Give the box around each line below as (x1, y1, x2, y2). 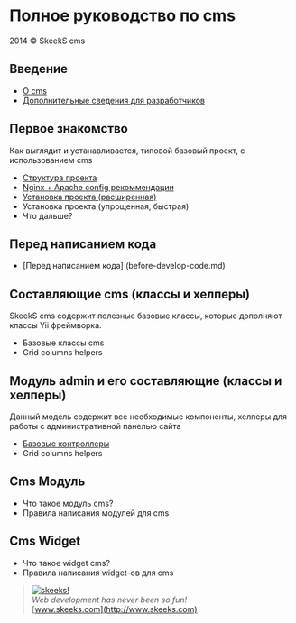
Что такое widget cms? (22, 557, 111, 568)
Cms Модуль (9, 474, 86, 490)
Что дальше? (22, 210, 73, 221)
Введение (9, 61, 69, 77)
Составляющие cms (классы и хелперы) (9, 286, 251, 302)
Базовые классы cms (22, 337, 105, 348)
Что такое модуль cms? (22, 498, 114, 508)
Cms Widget (9, 534, 81, 549)
